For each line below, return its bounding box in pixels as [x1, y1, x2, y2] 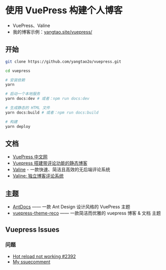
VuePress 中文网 [12, 154, 48, 160]
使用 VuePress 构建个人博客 [5, 5, 123, 16]
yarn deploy [5, 124, 30, 129]
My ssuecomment [12, 258, 51, 265]
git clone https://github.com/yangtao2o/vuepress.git [5, 59, 122, 64]
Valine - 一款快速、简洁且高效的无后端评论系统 [12, 167, 111, 173]
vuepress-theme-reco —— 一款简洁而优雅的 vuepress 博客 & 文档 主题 [12, 210, 161, 217]
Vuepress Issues [5, 225, 60, 234]
